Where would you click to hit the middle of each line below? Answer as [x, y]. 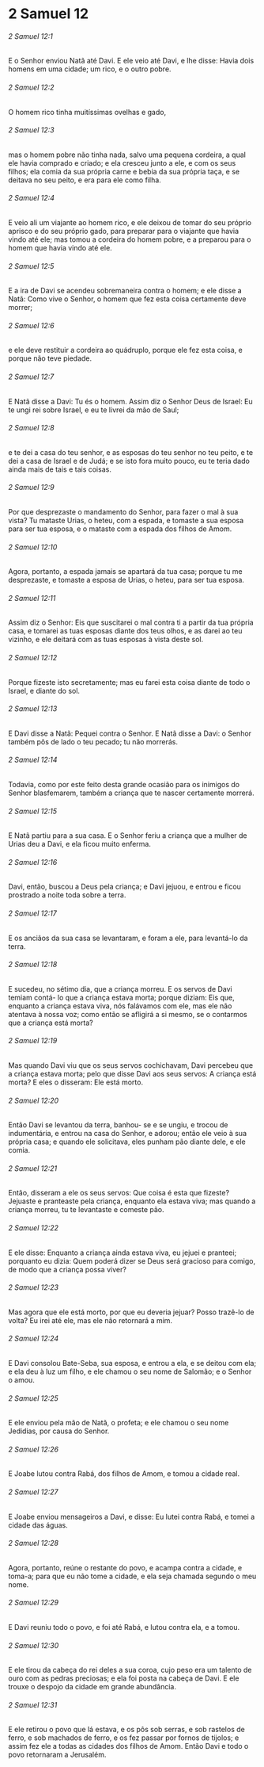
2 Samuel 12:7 [31, 377]
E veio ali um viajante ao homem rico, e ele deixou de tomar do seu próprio [130, 222]
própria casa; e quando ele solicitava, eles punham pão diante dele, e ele [127, 1142]
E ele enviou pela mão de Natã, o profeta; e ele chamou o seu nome [119, 1423]
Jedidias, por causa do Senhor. [59, 1431]
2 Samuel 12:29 [34, 1603]
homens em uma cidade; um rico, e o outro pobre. [90, 69]
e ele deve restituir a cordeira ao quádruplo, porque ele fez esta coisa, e [125, 350]
